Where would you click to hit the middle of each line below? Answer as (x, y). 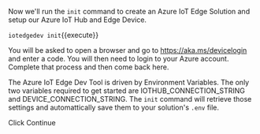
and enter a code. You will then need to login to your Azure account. (119, 59)
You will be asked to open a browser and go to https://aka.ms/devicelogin (128, 50)
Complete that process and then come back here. (89, 67)
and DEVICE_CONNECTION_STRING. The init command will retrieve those (130, 99)
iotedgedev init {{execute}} (54, 35)
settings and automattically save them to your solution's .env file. (113, 107)
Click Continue (32, 123)
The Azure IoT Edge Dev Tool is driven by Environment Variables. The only (129, 82)
